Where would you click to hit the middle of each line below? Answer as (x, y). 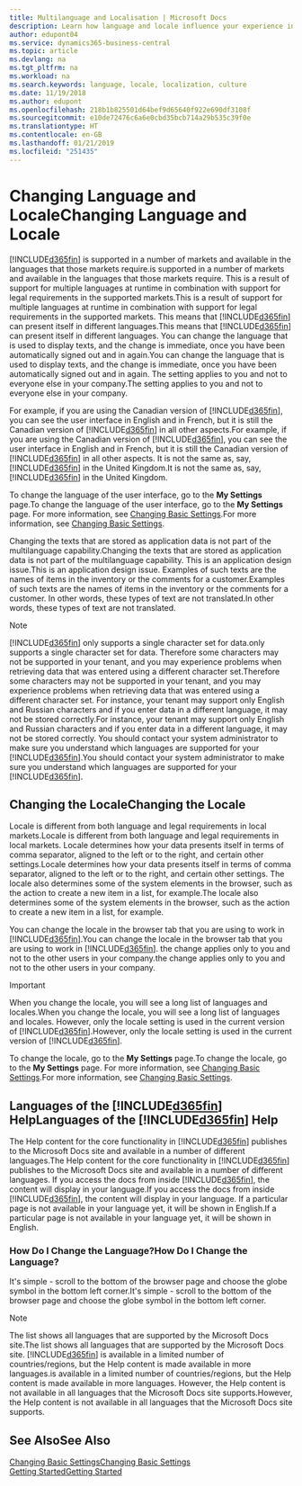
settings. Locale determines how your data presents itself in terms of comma (151, 864)
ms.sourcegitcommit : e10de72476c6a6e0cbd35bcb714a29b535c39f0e (130, 118)
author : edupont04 (44, 34)
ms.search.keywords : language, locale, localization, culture (128, 85)
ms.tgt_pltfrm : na (44, 68)
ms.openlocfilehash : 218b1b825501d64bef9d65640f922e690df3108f (130, 110)
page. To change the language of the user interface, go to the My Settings (146, 504)
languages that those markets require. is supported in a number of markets (147, 269)
